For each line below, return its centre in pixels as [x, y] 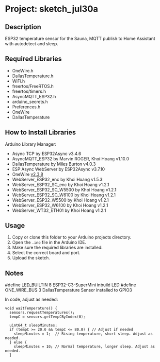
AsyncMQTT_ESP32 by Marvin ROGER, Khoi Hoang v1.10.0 [71, 158]
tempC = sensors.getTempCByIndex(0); [48, 317]
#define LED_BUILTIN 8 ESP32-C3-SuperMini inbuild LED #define [71, 285]
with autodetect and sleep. [32, 44]
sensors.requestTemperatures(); [42, 313]
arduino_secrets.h [30, 102]
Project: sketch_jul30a [52, 9]
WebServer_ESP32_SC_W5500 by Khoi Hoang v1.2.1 [64, 190]
